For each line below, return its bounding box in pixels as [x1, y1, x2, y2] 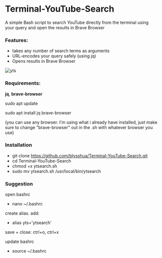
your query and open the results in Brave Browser [5, 24, 105, 30]
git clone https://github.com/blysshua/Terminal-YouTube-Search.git [12, 152, 148, 159]
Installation [5, 142, 33, 148]
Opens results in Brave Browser [12, 58, 76, 64]
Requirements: [5, 80, 41, 87]
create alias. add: [5, 210, 40, 216]
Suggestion [5, 180, 33, 187]
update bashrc [5, 239, 35, 244]
